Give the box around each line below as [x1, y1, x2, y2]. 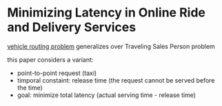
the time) [17, 83, 43, 92]
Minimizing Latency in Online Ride [7, 5, 205, 21]
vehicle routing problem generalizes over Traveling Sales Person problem [7, 42, 215, 50]
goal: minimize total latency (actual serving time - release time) [17, 91, 196, 99]
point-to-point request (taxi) [17, 69, 97, 77]
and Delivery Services [7, 19, 137, 35]
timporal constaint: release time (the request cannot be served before [17, 76, 215, 84]
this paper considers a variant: [7, 55, 94, 63]
